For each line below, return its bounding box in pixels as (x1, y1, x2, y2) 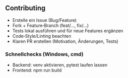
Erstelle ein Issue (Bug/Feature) (12, 17, 77, 23)
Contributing (5, 4, 46, 12)
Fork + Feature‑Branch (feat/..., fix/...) (12, 22, 89, 28)
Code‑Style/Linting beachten (12, 33, 71, 39)
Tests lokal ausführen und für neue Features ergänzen (12, 27, 124, 34)
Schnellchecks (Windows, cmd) (5, 51, 84, 58)
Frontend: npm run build (12, 67, 62, 74)
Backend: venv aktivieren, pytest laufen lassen (12, 62, 108, 68)
